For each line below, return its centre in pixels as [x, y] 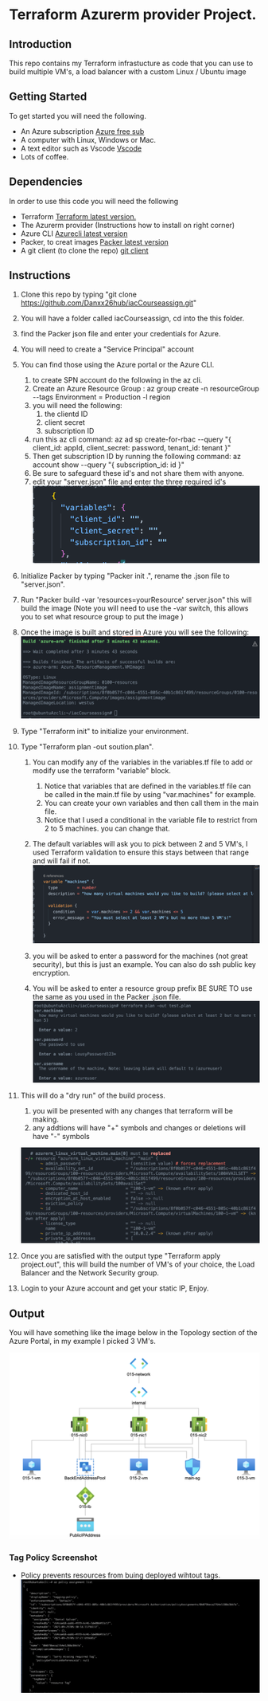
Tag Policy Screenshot [53, 1558]
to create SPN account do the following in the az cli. [117, 380]
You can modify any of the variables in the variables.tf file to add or [142, 762]
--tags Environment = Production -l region [101, 397]
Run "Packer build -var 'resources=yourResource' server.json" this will [136, 600]
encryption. [51, 972]
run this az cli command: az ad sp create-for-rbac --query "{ [132, 439]
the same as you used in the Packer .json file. [107, 996]
